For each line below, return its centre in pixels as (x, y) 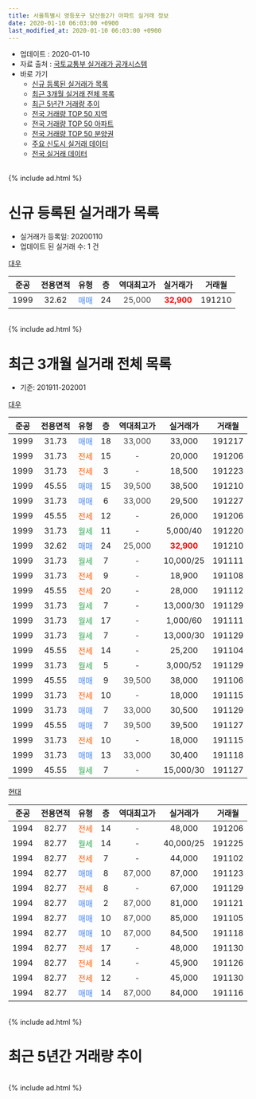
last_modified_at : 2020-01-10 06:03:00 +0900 (85, 30)
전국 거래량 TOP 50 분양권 (72, 134)
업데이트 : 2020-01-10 (54, 54)
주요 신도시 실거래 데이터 (70, 144)
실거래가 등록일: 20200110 (61, 237)
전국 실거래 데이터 (59, 154)
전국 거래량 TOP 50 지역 (69, 114)
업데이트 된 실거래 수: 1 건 (59, 246)
